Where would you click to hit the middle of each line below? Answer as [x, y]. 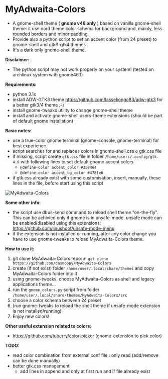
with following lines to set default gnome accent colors [77, 161]
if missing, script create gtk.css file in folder [58, 156]
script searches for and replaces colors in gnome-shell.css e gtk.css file [87, 151]
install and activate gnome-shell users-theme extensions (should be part [88, 115]
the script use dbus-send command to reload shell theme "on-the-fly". [85, 212]
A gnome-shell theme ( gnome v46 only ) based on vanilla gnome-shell [87, 23]
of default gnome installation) [43, 121]
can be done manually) [36, 360]
